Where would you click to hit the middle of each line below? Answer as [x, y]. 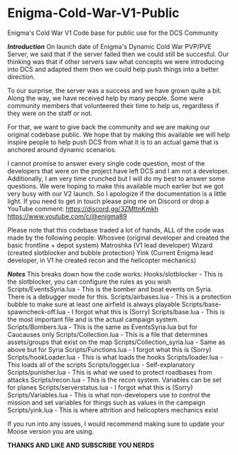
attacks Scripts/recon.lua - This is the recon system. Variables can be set [114, 380]
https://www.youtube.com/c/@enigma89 [67, 216]
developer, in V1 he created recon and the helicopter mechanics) [102, 260]
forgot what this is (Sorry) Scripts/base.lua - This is [150, 311]
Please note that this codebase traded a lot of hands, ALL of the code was [116, 230]
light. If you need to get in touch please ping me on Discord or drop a [108, 201]
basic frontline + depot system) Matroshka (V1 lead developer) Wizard [110, 245]
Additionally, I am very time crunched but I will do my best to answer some [116, 178]
